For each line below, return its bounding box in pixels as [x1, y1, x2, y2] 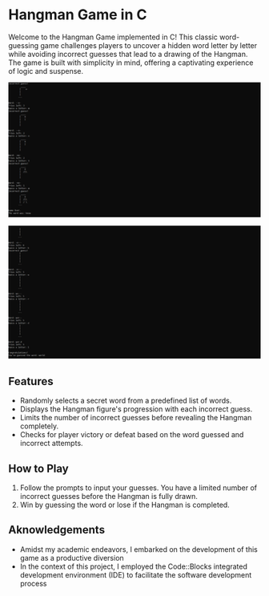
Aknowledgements [8, 523, 106, 537]
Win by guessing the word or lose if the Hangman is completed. [19, 500, 230, 510]
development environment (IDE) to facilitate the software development [19, 570, 252, 579]
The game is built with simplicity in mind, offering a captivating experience [8, 58, 254, 67]
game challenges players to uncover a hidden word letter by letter [39, 40, 258, 50]
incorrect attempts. [19, 439, 83, 448]
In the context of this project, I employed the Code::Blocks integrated [19, 562, 248, 571]
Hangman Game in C [8, 6, 147, 24]
